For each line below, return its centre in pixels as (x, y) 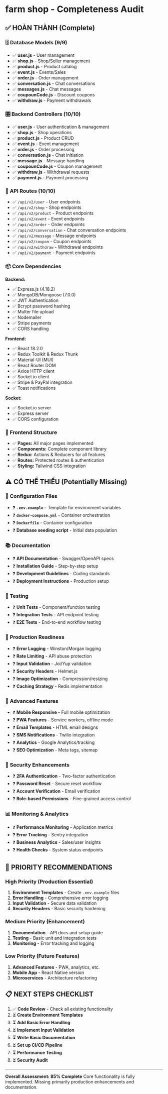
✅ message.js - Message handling (48, 161)
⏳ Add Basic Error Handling (41, 1022)
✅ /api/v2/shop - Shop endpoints (47, 207)
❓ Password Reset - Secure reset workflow (57, 784)
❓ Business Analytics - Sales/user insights (56, 842)
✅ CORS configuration (35, 419)
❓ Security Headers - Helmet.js (45, 671)
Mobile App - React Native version (48, 972)
